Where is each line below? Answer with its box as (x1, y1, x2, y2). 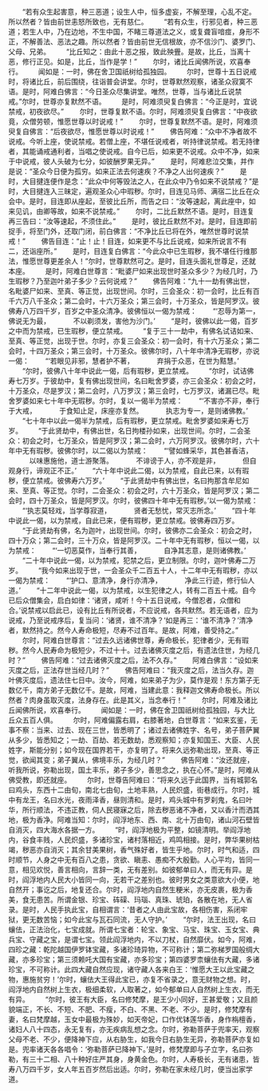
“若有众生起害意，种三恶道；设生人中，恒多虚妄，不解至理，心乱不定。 (22, 7, 257, 16)
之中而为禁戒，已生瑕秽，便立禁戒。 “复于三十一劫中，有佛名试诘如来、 (8, 326, 258, 335)
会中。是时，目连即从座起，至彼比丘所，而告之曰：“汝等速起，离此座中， (8, 196, 250, 206)
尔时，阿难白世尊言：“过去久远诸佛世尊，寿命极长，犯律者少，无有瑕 (22, 635, 250, 645)
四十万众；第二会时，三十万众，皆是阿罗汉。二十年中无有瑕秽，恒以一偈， (8, 536, 253, 545)
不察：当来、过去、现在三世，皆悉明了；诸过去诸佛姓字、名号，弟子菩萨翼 (14, 725, 260, 734)
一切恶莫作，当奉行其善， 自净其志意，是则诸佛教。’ (57, 546, 246, 555)
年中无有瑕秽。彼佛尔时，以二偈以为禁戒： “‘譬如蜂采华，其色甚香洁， (8, 446, 253, 455)
